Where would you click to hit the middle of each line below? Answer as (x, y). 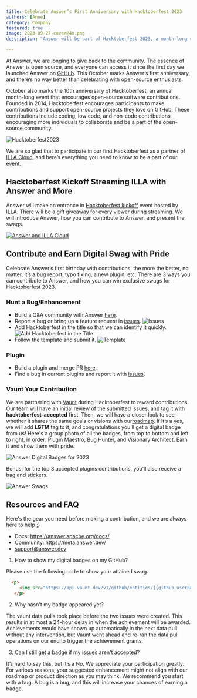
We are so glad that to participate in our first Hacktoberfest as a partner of (96, 151)
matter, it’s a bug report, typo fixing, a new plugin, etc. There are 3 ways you (98, 274)
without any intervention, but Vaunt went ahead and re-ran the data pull (92, 635)
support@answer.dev (40, 549)
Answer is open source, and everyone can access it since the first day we (95, 67)
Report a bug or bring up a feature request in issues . (78, 321)
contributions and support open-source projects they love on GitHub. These (98, 110)
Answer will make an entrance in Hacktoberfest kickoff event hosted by (92, 205)
